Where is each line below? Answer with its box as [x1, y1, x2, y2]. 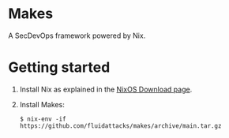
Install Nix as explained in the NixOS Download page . [19, 84, 193, 94]
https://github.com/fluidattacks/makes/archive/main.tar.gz [19, 121, 222, 130]
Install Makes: [19, 99, 65, 109]
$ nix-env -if [19, 115, 66, 123]
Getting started [8, 58, 111, 76]
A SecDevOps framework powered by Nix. [8, 31, 146, 40]
